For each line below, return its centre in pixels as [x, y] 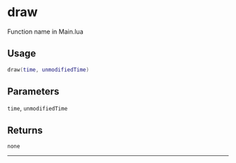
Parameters [33, 92]
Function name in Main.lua [45, 31]
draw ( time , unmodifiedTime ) [48, 70]
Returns [25, 130]
